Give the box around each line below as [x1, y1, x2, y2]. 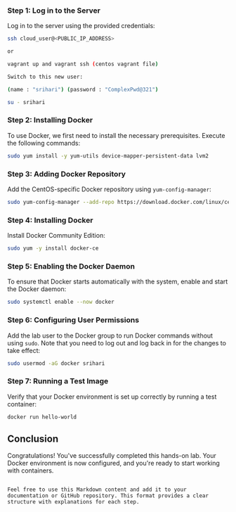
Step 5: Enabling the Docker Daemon [7, 261, 136, 271]
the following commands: [7, 139, 81, 147]
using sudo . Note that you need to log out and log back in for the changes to [7, 338, 227, 347]
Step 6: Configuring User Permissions [7, 315, 139, 325]
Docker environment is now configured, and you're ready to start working [7, 459, 220, 468]
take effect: [7, 346, 41, 354]
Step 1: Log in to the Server [7, 6, 100, 15]
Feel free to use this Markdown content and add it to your [7, 486, 188, 494]
